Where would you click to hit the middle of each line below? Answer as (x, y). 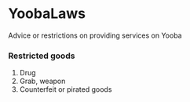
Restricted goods (42, 56)
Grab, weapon (42, 81)
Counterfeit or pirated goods (66, 89)
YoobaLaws (47, 14)
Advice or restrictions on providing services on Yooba (95, 35)
